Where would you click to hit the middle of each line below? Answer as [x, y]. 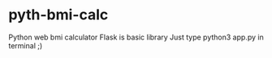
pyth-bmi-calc [58, 15]
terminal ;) [26, 45]
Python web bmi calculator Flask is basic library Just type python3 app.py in [136, 37]
